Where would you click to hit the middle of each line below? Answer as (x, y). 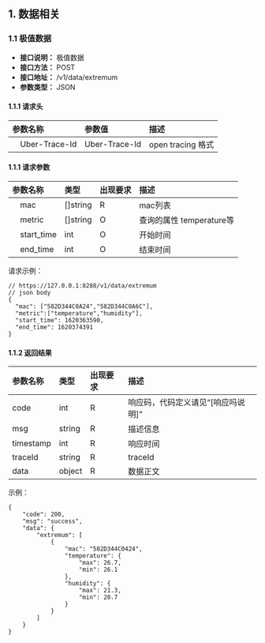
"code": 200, (44, 515)
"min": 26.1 (98, 570)
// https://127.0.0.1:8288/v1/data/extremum (82, 286)
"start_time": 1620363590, (60, 321)
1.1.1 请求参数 (29, 167)
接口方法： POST (47, 67)
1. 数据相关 (34, 14)
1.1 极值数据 (30, 39)
